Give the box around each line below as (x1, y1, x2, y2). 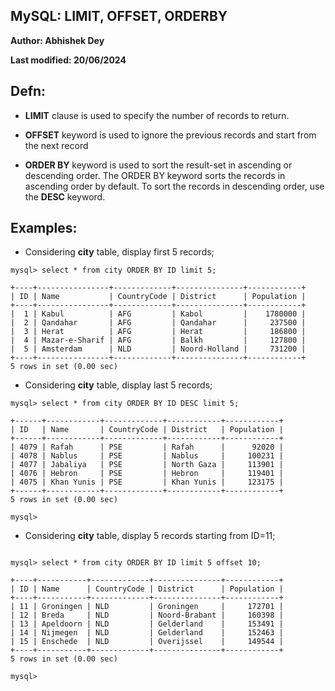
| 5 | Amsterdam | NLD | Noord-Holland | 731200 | (10, 344, 307, 354)
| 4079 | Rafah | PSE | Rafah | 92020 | (10, 442, 284, 453)
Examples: (10, 220, 78, 237)
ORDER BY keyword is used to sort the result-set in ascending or (24, 159, 293, 171)
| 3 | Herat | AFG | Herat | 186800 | (10, 327, 307, 337)
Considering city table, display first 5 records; (24, 246, 215, 258)
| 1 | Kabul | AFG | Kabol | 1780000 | (10, 309, 307, 319)
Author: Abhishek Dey (10, 34, 105, 46)
